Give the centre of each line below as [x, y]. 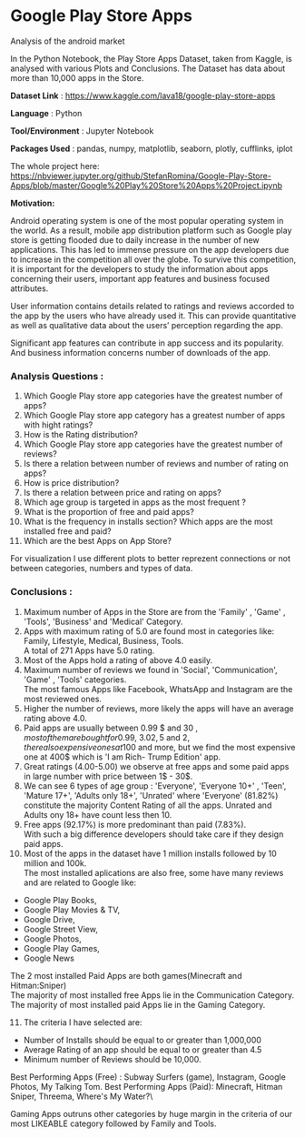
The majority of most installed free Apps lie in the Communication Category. [152, 995]
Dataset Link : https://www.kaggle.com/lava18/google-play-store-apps [143, 96]
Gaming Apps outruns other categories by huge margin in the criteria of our [152, 1113]
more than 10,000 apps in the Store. [77, 77]
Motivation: [33, 203]
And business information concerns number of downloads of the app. [141, 352]
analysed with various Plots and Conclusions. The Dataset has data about [148, 68]
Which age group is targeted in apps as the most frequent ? [134, 502]
